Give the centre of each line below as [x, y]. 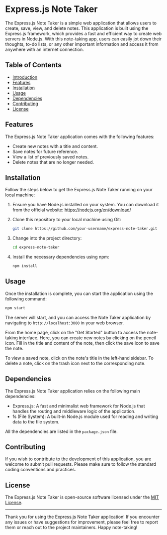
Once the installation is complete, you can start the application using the [79, 293]
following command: [26, 299]
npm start [15, 308]
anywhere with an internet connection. [45, 49]
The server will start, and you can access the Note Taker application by [78, 317]
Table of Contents [34, 65]
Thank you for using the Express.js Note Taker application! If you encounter [83, 517]
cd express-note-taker [36, 248]
